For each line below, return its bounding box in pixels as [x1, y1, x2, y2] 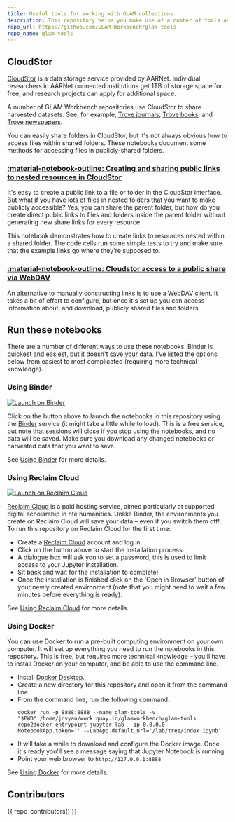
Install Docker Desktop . [17, 673, 85, 682]
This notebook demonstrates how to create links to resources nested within [7, 232, 225, 240]
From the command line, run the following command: [17, 695, 170, 704]
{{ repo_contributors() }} [7, 807, 77, 816]
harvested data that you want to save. [7, 441, 116, 450]
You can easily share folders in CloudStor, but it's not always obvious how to [7, 131, 227, 140]
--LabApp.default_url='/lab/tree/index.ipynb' [83, 727, 222, 734]
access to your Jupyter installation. [17, 561, 119, 569]
